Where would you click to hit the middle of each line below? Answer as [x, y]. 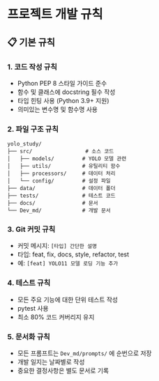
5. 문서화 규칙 [29, 336]
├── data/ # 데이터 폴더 [61, 189]
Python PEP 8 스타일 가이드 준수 [62, 83]
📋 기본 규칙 [31, 42]
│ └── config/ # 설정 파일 [59, 181]
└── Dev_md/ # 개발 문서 [59, 211]
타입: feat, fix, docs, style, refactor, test [73, 254]
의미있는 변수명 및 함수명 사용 [57, 109]
